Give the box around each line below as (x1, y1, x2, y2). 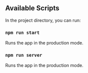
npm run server (5, 52, 43, 58)
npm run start (5, 29, 40, 35)
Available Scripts (5, 4, 59, 12)
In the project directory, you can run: (5, 17, 81, 23)
